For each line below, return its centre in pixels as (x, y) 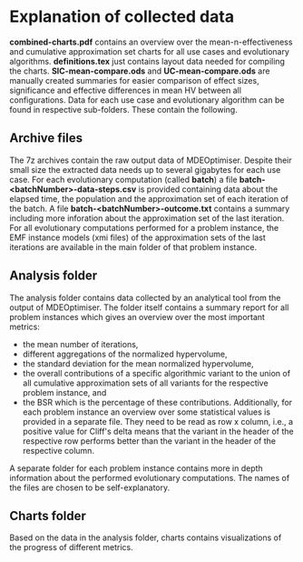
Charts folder (48, 516)
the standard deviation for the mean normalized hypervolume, (138, 363)
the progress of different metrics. (71, 547)
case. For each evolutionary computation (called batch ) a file (123, 179)
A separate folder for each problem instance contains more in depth (136, 468)
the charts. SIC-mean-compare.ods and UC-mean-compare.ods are (140, 71)
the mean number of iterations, (80, 344)
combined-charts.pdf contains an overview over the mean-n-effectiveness (151, 42)
